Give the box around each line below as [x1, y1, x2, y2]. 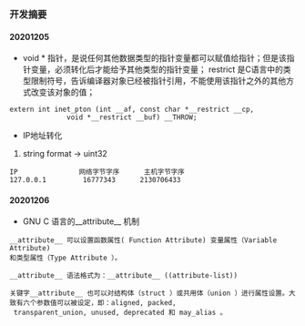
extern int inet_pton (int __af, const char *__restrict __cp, [9, 105, 255, 115]
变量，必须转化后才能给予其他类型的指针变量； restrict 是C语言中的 [30, 64, 284, 75]
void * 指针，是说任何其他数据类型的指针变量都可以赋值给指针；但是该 [22, 53, 287, 64]
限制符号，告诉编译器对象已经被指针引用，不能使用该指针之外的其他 [30, 76, 287, 87]
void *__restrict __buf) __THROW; [66, 113, 198, 122]
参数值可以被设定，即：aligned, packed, [36, 299, 177, 308]
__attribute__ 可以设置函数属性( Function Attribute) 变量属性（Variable [9, 236, 278, 245]
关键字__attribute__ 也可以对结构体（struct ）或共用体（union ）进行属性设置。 [9, 289, 290, 298]
